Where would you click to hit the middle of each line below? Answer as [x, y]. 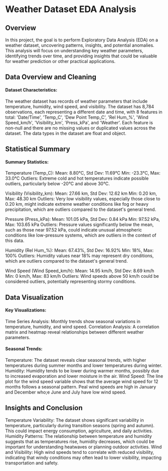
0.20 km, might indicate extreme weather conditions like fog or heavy [77, 204]
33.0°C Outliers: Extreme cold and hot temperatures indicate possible [77, 178]
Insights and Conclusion [44, 408]
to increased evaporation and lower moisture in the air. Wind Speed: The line [84, 376]
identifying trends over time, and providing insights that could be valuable [81, 56]
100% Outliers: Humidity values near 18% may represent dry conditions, [79, 256]
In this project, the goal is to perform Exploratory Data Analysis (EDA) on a [82, 40]
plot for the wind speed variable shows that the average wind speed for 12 [82, 381]
